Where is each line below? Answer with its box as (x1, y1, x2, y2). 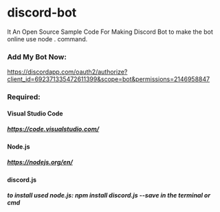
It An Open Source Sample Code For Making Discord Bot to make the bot (7, 28, 213, 36)
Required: (7, 92, 41, 102)
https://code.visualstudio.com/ (7, 125, 100, 134)
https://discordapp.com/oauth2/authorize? (7, 67, 128, 76)
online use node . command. (7, 34, 88, 43)
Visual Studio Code (7, 109, 63, 118)
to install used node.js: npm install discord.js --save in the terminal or (7, 191, 211, 200)
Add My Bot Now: (7, 52, 67, 61)
